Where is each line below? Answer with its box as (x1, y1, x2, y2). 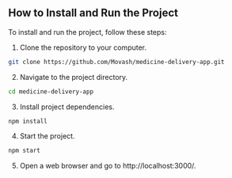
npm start (8, 146, 41, 155)
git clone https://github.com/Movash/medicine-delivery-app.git (8, 58, 225, 66)
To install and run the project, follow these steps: (8, 27, 168, 36)
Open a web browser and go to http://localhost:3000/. (19, 161, 196, 171)
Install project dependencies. (19, 102, 115, 112)
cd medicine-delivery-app (8, 87, 93, 96)
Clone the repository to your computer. (19, 43, 147, 52)
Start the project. (19, 131, 75, 141)
